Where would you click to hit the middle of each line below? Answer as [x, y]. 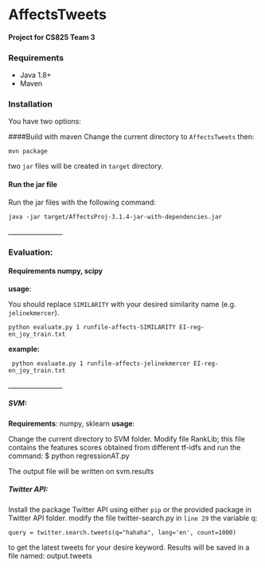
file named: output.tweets [51, 555]
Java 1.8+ [35, 75]
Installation [31, 104]
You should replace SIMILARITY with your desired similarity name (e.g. [122, 304]
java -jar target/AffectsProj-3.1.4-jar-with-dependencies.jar [115, 216]
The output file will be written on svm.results [81, 471]
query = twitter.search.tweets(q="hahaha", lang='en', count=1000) [123, 532]
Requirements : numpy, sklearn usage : [72, 423]
